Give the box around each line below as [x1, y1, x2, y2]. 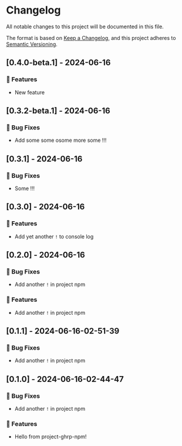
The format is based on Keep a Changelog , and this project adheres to [6, 34, 176, 41]
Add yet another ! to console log [14, 233, 94, 240]
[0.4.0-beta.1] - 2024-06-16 [6, 58, 111, 68]
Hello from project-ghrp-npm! [14, 433, 87, 440]
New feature [14, 89, 45, 96]
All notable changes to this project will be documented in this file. [6, 23, 164, 30]
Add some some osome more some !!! [14, 137, 107, 144]
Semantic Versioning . [6, 41, 58, 48]
